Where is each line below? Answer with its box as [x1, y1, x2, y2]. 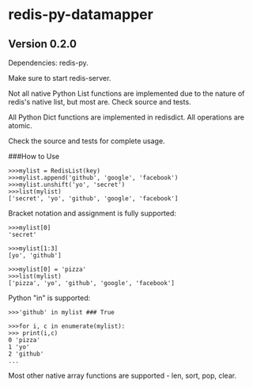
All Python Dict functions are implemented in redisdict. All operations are [8, 112, 245, 122]
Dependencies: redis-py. [8, 58, 89, 67]
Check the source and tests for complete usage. [8, 136, 165, 146]
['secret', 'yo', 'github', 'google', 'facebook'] [8, 195, 179, 203]
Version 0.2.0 [8, 37, 77, 51]
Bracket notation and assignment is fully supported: [8, 208, 176, 218]
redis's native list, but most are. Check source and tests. [8, 97, 191, 106]
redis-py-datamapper [8, 6, 154, 24]
